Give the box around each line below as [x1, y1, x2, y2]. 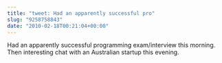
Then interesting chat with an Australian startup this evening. [7, 48, 180, 56]
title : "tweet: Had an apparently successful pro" [7, 9, 155, 17]
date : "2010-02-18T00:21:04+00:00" [7, 22, 109, 29]
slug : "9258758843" [7, 16, 63, 23]
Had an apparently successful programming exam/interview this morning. [7, 41, 216, 49]
